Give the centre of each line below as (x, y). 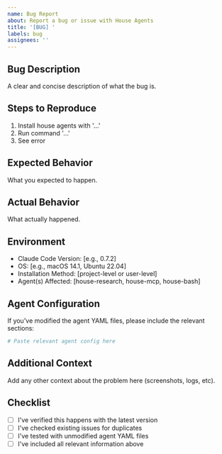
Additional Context (50, 364)
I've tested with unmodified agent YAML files (83, 436)
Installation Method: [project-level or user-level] (87, 274)
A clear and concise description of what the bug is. (82, 86)
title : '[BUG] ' (31, 27)
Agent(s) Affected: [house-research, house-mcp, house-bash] (109, 282)
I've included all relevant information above (81, 443)
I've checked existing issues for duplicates (80, 428)
